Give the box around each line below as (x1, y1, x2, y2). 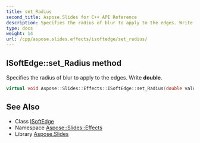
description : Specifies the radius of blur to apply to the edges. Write (6, 20, 193, 26)
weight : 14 (6, 31, 33, 37)
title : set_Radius (6, 8, 52, 15)
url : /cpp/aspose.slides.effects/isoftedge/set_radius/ (6, 36, 148, 42)
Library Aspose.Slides (14, 130, 69, 137)
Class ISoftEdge (14, 117, 55, 125)
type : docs (6, 25, 33, 31)
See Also (6, 102, 40, 112)
